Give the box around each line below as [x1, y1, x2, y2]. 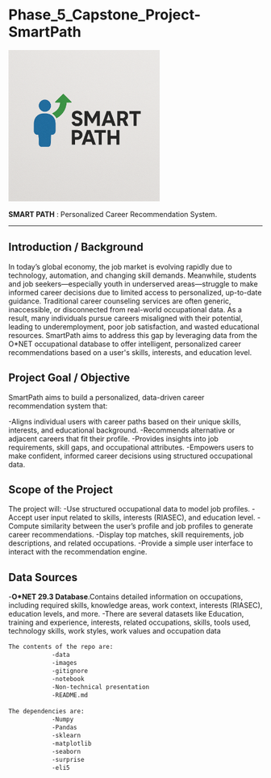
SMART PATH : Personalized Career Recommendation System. [8, 209, 218, 219]
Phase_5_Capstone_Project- [8, 6, 202, 24]
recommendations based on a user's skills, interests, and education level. [8, 347, 252, 357]
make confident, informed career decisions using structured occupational [8, 450, 253, 461]
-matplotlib [51, 740, 92, 748]
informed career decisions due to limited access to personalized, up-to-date [8, 287, 262, 297]
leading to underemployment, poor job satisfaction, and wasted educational [8, 321, 260, 332]
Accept [8, 512, 32, 522]
